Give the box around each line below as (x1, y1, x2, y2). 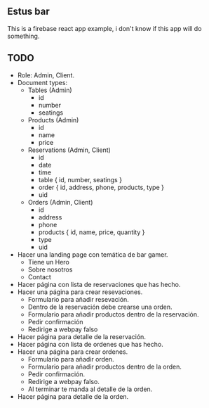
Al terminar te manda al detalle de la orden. (27, 385, 153, 393)
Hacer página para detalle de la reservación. (17, 332, 146, 340)
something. (7, 32, 40, 40)
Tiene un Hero (27, 257, 70, 266)
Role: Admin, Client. (17, 70, 75, 79)
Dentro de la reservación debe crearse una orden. (27, 302, 173, 311)
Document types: (17, 78, 68, 87)
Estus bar (7, 6, 50, 18)
